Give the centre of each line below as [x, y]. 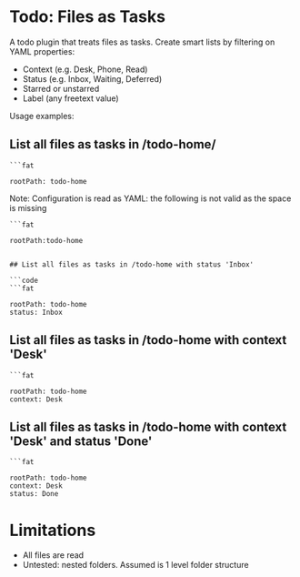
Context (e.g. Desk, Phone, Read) [85, 69]
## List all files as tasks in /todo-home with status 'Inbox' [132, 264]
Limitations [53, 530]
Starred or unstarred [61, 88]
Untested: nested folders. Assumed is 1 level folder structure [135, 565]
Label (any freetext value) [71, 98]
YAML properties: [42, 51]
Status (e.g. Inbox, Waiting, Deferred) [92, 78]
